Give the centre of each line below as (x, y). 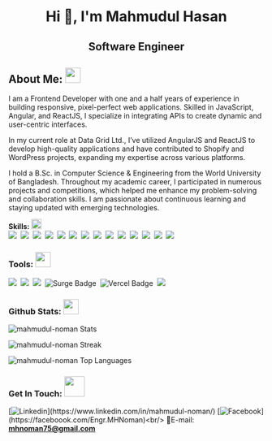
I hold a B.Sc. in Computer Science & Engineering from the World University (135, 173)
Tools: (21, 265)
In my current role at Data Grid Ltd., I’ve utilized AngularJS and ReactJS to (132, 141)
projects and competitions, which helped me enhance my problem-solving (133, 191)
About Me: (36, 79)
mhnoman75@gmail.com (52, 429)
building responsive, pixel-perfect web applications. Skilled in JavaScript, (131, 107)
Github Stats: (35, 311)
